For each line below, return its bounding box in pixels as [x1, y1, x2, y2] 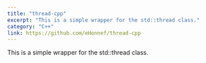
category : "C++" [7, 23, 54, 30]
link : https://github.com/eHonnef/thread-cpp [7, 29, 141, 37]
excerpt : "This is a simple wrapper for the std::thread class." [7, 17, 200, 24]
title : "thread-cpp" [7, 10, 67, 17]
